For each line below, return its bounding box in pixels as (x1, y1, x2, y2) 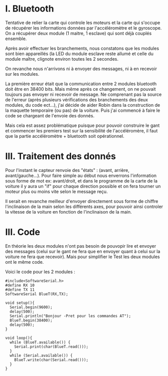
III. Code (5, 227, 40, 238)
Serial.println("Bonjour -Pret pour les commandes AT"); (10, 313, 131, 318)
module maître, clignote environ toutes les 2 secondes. (5, 56, 119, 62)
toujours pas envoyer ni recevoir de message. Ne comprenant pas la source (5, 91, 162, 97)
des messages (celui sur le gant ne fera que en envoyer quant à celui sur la (5, 248, 160, 254)
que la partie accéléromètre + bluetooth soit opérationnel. (5, 133, 124, 139)
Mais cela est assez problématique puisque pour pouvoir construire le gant (5, 122, 160, 128)
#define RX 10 (5, 283, 35, 288)
